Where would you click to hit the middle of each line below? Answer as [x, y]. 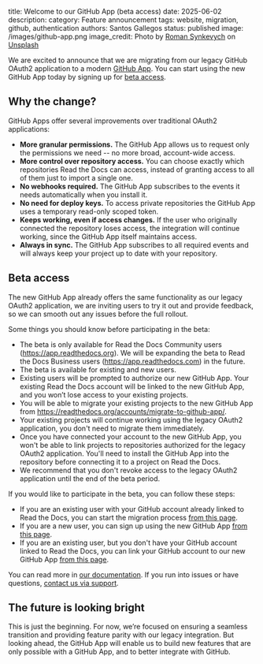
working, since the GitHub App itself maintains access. [108, 237]
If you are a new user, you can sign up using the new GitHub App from [133, 526]
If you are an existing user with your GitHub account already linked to [131, 509]
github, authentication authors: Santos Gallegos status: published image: [126, 28]
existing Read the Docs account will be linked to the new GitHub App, [132, 386]
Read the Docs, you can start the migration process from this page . [128, 517]
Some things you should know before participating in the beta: [109, 329]
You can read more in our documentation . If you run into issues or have [123, 574]
